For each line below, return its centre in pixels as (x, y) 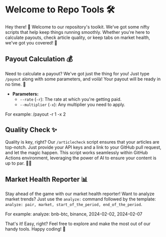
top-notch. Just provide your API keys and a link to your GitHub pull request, (83, 147)
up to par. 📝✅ (18, 163)
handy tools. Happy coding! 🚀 (36, 229)
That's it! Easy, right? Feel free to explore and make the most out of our (78, 224)
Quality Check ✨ (31, 130)
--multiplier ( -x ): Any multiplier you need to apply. (73, 104)
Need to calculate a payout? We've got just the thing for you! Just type (77, 73)
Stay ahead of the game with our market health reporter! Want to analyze (80, 194)
